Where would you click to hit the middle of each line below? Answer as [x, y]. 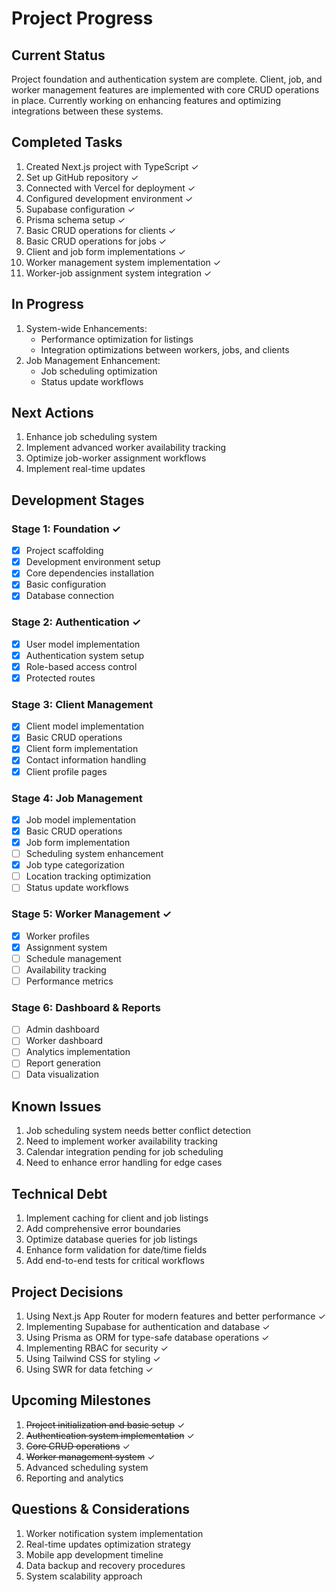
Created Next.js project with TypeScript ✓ [112, 166]
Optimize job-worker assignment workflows [116, 458]
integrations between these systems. [87, 111]
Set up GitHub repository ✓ [82, 177]
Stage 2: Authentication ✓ [76, 622]
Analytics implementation [78, 1052]
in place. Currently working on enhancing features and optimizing [146, 100]
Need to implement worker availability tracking [121, 1141]
